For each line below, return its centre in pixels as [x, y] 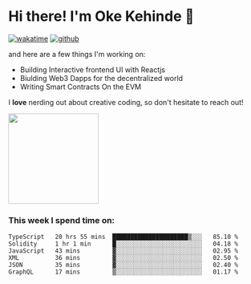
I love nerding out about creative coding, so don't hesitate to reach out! [126, 102]
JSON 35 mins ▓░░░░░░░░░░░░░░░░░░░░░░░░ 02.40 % [123, 265]
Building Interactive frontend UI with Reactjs [93, 69]
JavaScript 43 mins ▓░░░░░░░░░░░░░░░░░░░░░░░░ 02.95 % [123, 251]
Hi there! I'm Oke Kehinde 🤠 [101, 16]
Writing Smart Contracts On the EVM [81, 87]
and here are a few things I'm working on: [77, 54]
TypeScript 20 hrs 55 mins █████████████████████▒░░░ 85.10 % [123, 237]
